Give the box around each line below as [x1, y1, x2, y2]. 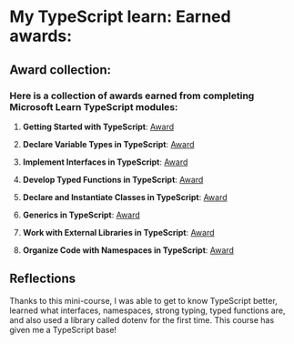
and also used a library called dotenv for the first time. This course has [9, 314, 275, 325]
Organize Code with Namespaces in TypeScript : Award [22, 244, 235, 256]
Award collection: [9, 62, 112, 77]
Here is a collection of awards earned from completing [9, 89, 255, 102]
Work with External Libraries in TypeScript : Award [22, 227, 216, 238]
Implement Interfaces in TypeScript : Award [22, 157, 188, 167]
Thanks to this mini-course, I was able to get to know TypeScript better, [9, 295, 278, 306]
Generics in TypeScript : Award [22, 209, 141, 220]
